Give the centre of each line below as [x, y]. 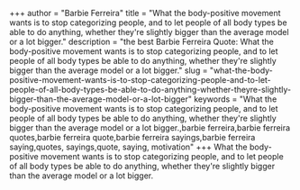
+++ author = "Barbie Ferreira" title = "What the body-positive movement [145, 13]
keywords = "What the [235, 99]
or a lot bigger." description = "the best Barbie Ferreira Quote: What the [142, 41]
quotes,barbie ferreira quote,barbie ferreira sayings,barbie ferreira [132, 137]
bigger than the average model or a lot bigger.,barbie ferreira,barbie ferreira [150, 128]
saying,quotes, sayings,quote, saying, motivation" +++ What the [128, 147]
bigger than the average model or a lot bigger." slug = [109, 70]
